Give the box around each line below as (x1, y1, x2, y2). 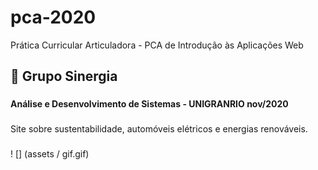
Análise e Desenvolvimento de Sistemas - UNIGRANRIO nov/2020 (10, 98, 289, 110)
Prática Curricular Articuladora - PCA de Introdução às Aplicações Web (10, 39, 304, 51)
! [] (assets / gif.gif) (10, 148, 90, 160)
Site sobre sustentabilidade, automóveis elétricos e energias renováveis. (10, 123, 308, 135)
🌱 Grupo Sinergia (10, 68, 118, 85)
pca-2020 (10, 6, 97, 29)
